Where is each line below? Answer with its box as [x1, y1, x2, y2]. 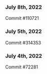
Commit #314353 [5, 39, 41, 45]
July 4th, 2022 [5, 52, 42, 59]
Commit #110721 [5, 15, 39, 21]
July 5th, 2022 [5, 28, 42, 35]
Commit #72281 [5, 64, 38, 70]
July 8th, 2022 [5, 4, 42, 11]
